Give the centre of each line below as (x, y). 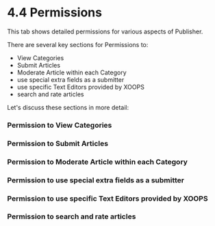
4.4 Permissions (55, 13)
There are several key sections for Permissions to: (78, 44)
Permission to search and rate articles (72, 216)
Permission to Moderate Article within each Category (98, 162)
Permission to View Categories (60, 125)
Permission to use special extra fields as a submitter (96, 180)
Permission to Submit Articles (58, 143)
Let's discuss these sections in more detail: (68, 107)
